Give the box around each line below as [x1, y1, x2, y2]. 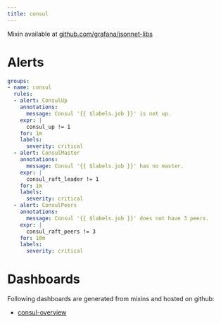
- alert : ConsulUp [13, 97, 68, 104]
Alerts [7, 54, 44, 70]
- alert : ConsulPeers [13, 202, 77, 209]
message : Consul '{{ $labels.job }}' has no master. [25, 163, 184, 170]
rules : [13, 91, 33, 98]
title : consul [7, 10, 49, 18]
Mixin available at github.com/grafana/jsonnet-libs [7, 30, 153, 38]
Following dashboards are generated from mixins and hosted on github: [7, 295, 215, 303]
